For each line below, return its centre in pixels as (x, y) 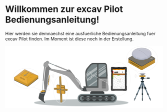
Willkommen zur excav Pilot (64, 9)
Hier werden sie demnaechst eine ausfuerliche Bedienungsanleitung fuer (80, 33)
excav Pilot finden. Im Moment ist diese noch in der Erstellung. (69, 39)
